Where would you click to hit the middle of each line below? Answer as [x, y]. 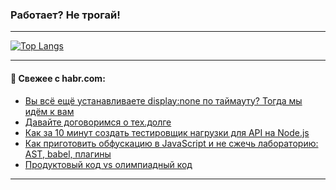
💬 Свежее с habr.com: [58, 78]
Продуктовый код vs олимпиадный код [108, 164]
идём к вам [49, 111]
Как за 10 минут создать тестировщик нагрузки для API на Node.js [167, 132]
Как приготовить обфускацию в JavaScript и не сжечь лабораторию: [171, 143]
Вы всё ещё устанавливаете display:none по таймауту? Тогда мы [163, 100]
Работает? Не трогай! [65, 15]
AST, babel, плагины [68, 154]
